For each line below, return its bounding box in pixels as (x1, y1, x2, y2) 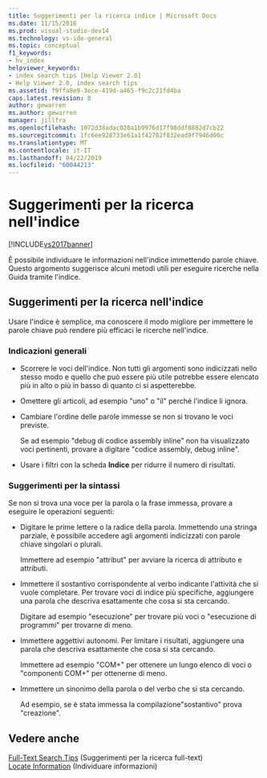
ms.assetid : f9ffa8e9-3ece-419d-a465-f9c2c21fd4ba (8, 86, 181, 95)
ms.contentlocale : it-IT (8, 146, 91, 154)
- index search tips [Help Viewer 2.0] (8, 72, 142, 80)
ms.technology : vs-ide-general (8, 34, 113, 43)
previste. (19, 420, 50, 430)
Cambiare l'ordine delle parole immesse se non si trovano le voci (19, 412, 234, 422)
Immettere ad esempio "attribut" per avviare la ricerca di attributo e (19, 555, 242, 565)
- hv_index (8, 57, 45, 65)
